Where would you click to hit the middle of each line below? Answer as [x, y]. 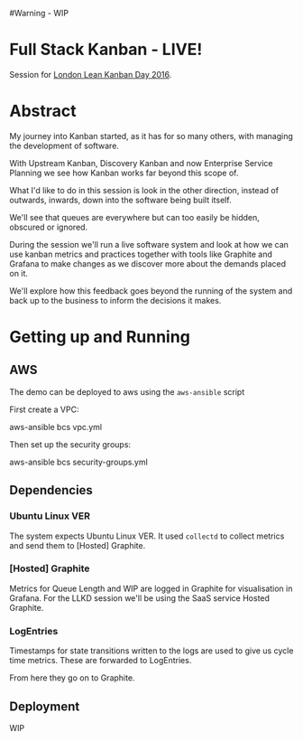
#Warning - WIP [39, 13]
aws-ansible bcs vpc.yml [56, 427]
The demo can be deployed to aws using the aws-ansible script [127, 391]
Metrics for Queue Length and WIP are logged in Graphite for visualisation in [151, 588]
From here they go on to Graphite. [72, 678]
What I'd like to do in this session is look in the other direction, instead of [144, 190]
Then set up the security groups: [70, 444]
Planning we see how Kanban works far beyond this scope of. [124, 173]
